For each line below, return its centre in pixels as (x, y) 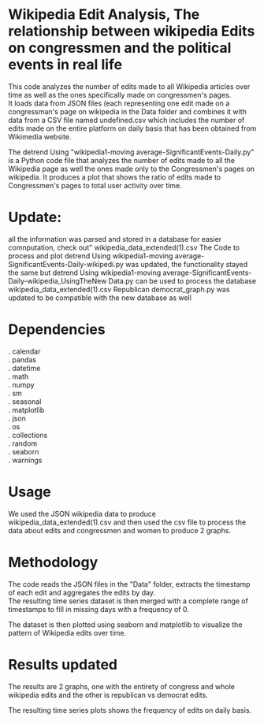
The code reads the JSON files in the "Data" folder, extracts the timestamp (129, 584)
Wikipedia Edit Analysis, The (104, 15)
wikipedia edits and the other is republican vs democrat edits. (108, 695)
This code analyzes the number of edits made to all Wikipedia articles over (129, 86)
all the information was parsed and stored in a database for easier (115, 239)
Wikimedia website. (40, 136)
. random (23, 443)
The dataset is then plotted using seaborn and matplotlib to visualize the (125, 625)
